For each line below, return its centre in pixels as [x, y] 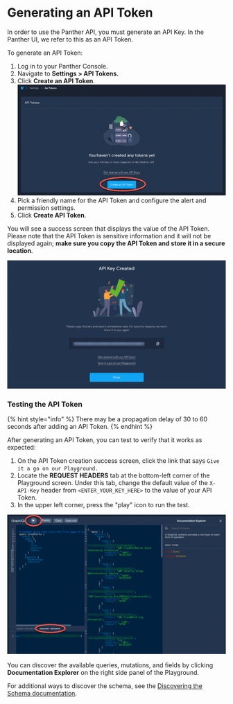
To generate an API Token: [45, 53]
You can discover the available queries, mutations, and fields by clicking [110, 665]
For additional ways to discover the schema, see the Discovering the [105, 686]
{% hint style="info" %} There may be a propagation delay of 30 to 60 [107, 419]
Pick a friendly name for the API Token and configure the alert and [112, 201]
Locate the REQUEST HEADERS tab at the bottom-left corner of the [113, 475]
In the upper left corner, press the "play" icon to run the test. [103, 504]
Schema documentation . [42, 693]
